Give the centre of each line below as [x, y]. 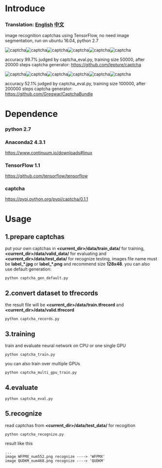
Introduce [25, 9]
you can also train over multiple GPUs [43, 364]
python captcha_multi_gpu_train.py [41, 373]
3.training [20, 334]
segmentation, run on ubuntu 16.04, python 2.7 [52, 41]
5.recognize [24, 414]
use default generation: [28, 269]
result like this [19, 443]
